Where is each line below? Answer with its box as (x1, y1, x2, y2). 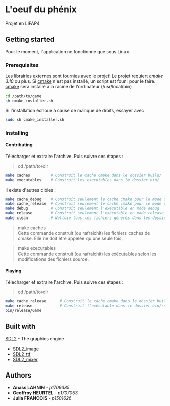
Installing (5, 129, 29, 136)
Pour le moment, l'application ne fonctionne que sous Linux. (5, 48, 131, 54)
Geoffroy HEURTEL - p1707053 (12, 390, 78, 396)
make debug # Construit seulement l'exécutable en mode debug (5, 206, 159, 211)
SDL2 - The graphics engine (5, 335, 64, 341)
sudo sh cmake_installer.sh (5, 117, 65, 122)
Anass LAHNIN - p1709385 (12, 385, 70, 391)
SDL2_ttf (12, 351, 31, 357)
